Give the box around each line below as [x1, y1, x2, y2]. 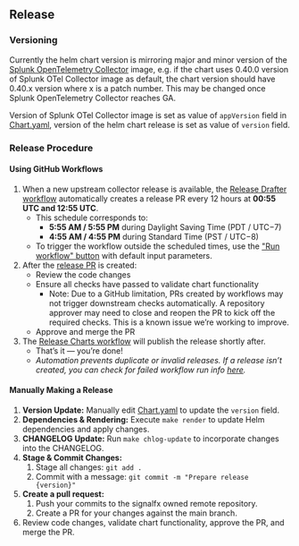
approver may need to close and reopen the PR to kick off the [48, 307, 276, 318]
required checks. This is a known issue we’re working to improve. [48, 317, 290, 328]
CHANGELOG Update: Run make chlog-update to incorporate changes [21, 433, 279, 444]
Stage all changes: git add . [35, 462, 143, 473]
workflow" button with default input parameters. [35, 250, 212, 260]
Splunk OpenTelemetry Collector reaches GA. [9, 92, 177, 103]
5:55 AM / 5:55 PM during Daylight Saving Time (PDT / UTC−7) [48, 221, 282, 232]
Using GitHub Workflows [9, 164, 104, 175]
